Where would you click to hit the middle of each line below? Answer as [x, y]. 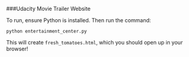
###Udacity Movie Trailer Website [49, 9]
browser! [17, 49]
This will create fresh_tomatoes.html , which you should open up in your [94, 42]
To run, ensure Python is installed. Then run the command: [79, 20]
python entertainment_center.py [46, 31]
